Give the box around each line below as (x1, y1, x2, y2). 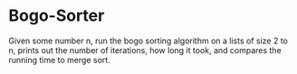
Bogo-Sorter (8, 5, 105, 26)
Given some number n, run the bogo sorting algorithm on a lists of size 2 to (8, 35, 289, 46)
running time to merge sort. (8, 54, 110, 65)
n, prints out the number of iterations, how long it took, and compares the (8, 44, 282, 55)
